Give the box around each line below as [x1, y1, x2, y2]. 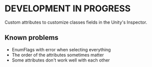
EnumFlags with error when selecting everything [11, 46, 111, 52]
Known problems [4, 33, 59, 42]
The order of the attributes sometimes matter [11, 52, 104, 58]
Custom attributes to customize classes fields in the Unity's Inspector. [4, 19, 147, 25]
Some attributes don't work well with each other [11, 57, 110, 63]
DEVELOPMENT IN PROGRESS [4, 3, 131, 14]
